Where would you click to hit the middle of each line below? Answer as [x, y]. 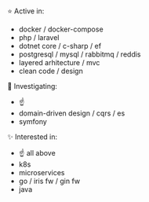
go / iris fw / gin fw [49, 181]
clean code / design [51, 71]
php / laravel [39, 37]
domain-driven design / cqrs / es [72, 113]
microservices [42, 173]
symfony [33, 121]
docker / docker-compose [61, 29]
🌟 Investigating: [33, 86]
